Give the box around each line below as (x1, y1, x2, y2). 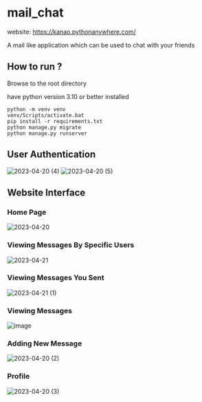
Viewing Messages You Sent (7, 273, 104, 283)
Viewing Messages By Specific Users (7, 240, 135, 250)
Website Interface (7, 187, 86, 198)
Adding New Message (7, 339, 82, 348)
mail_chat (7, 5, 64, 21)
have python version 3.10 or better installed (7, 92, 129, 100)
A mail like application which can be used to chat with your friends (7, 41, 195, 49)
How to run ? (7, 61, 63, 73)
